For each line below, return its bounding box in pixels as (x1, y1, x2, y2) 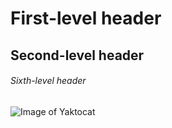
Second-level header (10, 47, 145, 64)
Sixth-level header (10, 75, 87, 87)
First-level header (10, 7, 162, 30)
